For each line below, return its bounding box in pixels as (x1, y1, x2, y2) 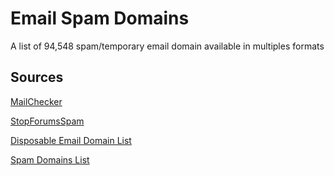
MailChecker (10, 95, 63, 107)
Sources (10, 69, 64, 86)
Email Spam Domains (10, 7, 190, 30)
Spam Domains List (10, 153, 90, 166)
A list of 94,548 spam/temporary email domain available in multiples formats (10, 40, 325, 52)
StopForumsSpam (10, 115, 85, 127)
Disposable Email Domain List (10, 134, 132, 146)
